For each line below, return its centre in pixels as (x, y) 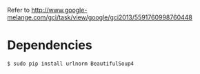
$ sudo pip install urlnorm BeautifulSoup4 (71, 64)
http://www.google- (59, 10)
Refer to (18, 10)
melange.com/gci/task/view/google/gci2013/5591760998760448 (100, 17)
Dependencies (50, 45)
